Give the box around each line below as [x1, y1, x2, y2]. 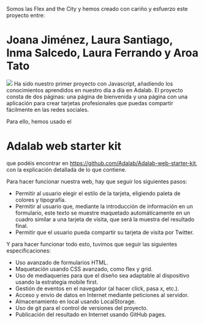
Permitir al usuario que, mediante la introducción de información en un [15, 202, 194, 210]
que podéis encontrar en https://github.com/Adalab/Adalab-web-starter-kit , [6, 159, 198, 167]
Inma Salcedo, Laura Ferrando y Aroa [6, 46, 199, 60]
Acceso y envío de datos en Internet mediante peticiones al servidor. [15, 291, 189, 298]
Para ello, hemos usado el [6, 117, 72, 125]
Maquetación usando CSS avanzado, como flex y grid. [15, 265, 153, 273]
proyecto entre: [6, 12, 45, 19]
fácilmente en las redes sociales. [6, 106, 89, 113]
